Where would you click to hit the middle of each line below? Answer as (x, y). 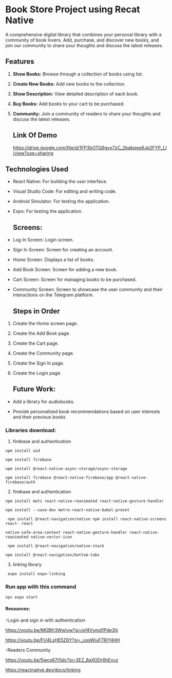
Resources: (18, 609)
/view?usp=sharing (33, 153)
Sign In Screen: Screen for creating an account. (63, 250)
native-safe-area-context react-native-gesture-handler (66, 533)
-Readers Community (28, 650)
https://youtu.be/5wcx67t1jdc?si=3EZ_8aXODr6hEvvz (62, 660)
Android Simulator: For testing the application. (61, 202)
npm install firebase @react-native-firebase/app (60, 478)
